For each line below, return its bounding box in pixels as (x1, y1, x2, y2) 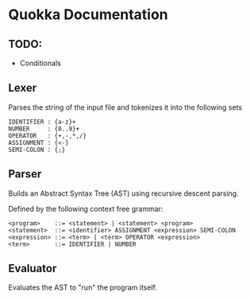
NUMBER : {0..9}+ (8, 125, 80, 133)
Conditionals (19, 58, 61, 68)
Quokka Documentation (8, 6, 168, 24)
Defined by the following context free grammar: (8, 204, 163, 213)
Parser (8, 167, 42, 181)
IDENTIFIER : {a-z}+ (8, 118, 77, 126)
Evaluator (8, 262, 57, 275)
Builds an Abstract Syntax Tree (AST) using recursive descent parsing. (8, 189, 240, 198)
